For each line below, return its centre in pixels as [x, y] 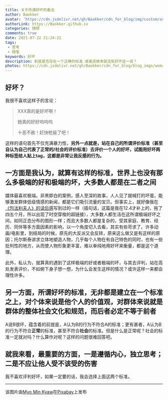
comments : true [21, 33]
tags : [11, 43]
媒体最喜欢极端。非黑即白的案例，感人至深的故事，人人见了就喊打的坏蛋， [82, 195]
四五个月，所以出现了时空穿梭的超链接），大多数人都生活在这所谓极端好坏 [81, 214]
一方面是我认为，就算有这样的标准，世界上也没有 [81, 173]
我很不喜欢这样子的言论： [31, 100]
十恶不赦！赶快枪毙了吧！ [44, 132]
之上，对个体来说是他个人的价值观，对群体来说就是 [84, 302]
